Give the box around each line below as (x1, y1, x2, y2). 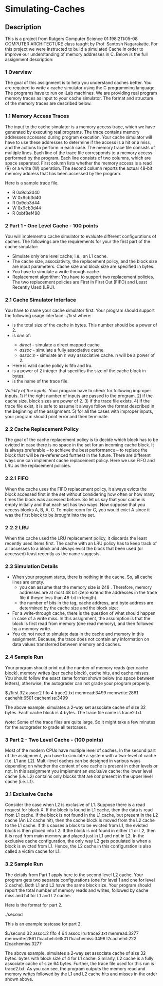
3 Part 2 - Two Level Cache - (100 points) (5, 736, 104, 743)
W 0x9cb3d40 (12, 194, 41, 201)
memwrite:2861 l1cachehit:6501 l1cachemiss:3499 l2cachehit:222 (5, 935, 137, 941)
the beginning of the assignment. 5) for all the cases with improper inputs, (5, 408, 153, 414)
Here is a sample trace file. (5, 180, 59, 186)
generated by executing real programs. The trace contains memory (5, 129, 140, 135)
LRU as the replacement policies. (5, 463, 72, 469)
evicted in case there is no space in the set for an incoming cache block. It (5, 442, 154, 448)
